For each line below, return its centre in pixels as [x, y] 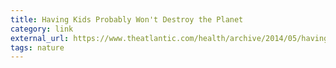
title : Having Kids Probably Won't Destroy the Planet [127, 19]
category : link [42, 29]
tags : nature [37, 47]
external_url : [40, 38]
